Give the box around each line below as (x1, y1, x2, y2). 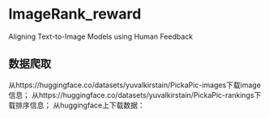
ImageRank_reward (8, 5, 142, 23)
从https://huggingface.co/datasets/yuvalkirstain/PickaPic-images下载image (8, 80, 262, 90)
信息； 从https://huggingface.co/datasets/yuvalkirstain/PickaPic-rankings (8, 90, 254, 99)
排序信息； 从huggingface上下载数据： (15, 100, 145, 110)
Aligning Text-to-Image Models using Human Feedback (8, 32, 194, 41)
